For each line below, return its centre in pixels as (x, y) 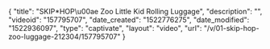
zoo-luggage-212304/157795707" (64, 36)
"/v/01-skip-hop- (231, 28)
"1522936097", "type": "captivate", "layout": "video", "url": (105, 28)
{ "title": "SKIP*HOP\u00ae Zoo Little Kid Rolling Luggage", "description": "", (135, 11)
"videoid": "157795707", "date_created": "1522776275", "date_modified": (129, 20)
